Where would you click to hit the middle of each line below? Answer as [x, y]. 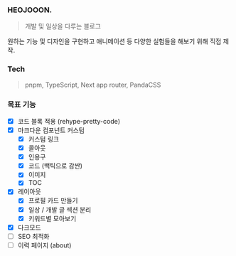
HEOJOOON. [30, 10]
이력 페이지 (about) [44, 245]
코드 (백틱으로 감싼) [55, 166]
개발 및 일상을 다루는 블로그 [63, 26]
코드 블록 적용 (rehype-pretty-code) [69, 121]
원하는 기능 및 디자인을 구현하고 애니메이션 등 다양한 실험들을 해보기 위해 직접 [114, 41]
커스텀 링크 [43, 139]
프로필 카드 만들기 [53, 201]
